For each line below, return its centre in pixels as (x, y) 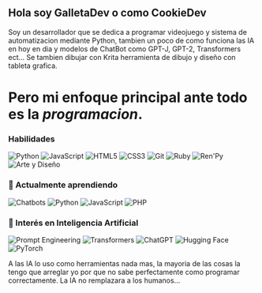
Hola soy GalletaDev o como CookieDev (107, 13)
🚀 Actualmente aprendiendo (63, 185)
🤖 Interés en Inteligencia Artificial (73, 223)
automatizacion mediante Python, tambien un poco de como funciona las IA (131, 40)
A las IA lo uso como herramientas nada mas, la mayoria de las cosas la (124, 263)
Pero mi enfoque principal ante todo (128, 97)
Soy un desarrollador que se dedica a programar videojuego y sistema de (127, 32)
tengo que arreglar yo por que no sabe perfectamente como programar (124, 272)
